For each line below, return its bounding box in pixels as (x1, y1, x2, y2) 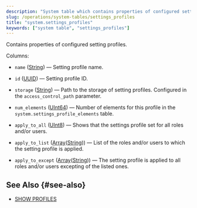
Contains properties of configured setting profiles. (6, 41, 127, 48)
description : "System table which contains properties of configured (6, 8, 180, 15)
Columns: (6, 52, 29, 59)
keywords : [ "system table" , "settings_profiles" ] (6, 25, 130, 31)
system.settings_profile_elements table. (14, 110, 114, 117)
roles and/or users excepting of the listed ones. (14, 163, 129, 170)
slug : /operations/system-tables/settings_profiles (6, 14, 135, 20)
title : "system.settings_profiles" (6, 19, 93, 25)
